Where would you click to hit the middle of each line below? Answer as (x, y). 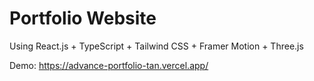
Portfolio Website (83, 18)
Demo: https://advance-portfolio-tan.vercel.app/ (109, 65)
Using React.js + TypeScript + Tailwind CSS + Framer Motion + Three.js (156, 46)
